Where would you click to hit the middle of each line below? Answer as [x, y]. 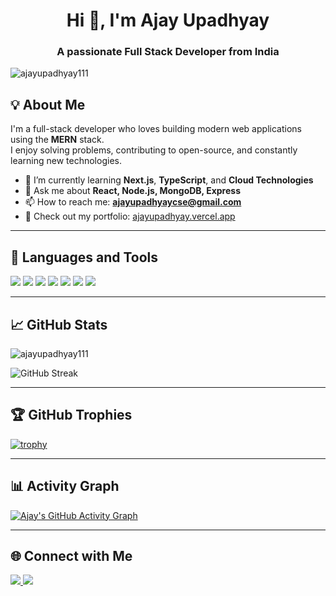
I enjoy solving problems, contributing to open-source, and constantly [154, 150]
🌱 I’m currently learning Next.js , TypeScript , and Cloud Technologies [169, 180]
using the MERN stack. [57, 140]
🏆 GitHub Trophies [71, 415]
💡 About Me [48, 104]
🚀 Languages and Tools [84, 257]
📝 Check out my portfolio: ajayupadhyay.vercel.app [130, 216]
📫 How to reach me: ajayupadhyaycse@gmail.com [133, 202]
